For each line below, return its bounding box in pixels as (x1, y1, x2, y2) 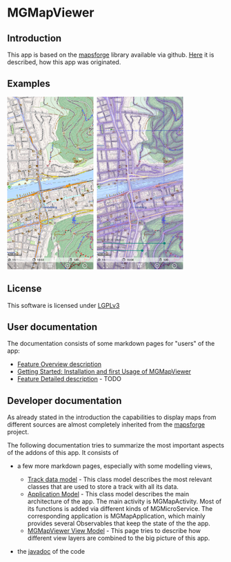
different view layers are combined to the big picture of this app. (27, 534, 210, 543)
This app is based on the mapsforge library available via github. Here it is (7, 50, 214, 59)
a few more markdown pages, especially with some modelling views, (17, 462, 212, 470)
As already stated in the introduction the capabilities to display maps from (7, 413, 217, 422)
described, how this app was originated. (7, 58, 121, 66)
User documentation (7, 321, 98, 333)
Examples (7, 78, 50, 90)
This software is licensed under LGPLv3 (7, 301, 120, 309)
